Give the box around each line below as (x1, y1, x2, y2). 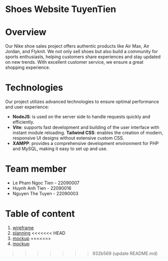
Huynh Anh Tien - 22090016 (12, 185, 72, 191)
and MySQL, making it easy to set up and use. (12, 146, 108, 152)
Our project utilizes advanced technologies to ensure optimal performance (5, 99, 159, 105)
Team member (5, 163, 67, 175)
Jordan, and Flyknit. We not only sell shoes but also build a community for (5, 49, 158, 55)
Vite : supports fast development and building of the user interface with (12, 124, 159, 130)
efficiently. (12, 119, 35, 125)
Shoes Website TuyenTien (5, 4, 116, 15)
